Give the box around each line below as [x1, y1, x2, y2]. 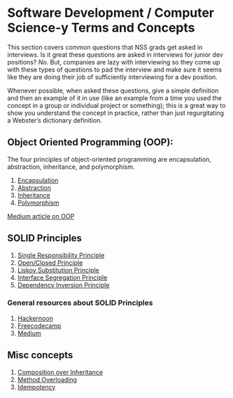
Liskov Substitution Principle [17, 266, 99, 274]
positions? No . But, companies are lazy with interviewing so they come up [7, 57, 220, 66]
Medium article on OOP [7, 212, 75, 220]
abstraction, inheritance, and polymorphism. [7, 163, 135, 171]
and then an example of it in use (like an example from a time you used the [7, 93, 223, 102]
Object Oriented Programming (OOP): [7, 137, 174, 149]
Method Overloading [17, 375, 77, 383]
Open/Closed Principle [17, 258, 83, 267]
